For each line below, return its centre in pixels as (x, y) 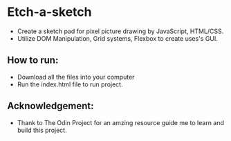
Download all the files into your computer (76, 77)
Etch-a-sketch (49, 12)
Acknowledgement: (50, 106)
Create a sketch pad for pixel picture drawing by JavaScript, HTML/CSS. (120, 31)
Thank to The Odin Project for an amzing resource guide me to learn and (121, 122)
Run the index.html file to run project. (70, 84)
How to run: (33, 60)
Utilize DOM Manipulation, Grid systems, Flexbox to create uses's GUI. (117, 38)
